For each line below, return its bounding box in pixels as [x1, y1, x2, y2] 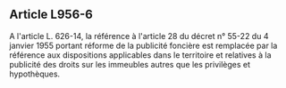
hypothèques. [9, 68, 61, 79]
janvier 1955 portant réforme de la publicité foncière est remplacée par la [9, 40, 278, 51]
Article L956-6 [9, 7, 94, 22]
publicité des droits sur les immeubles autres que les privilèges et [9, 59, 251, 69]
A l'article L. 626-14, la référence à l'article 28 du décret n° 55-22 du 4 [9, 30, 269, 41]
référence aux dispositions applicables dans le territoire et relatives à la [9, 49, 272, 60]
